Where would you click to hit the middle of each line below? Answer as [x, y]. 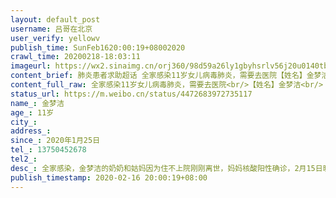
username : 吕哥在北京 [51, 29]
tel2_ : [24, 159]
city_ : [24, 122]
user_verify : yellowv [55, 38]
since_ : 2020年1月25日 [55, 141]
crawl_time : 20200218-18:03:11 [75, 57]
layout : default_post [55, 19]
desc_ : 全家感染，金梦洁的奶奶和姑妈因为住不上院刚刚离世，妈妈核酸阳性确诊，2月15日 [166, 168]
